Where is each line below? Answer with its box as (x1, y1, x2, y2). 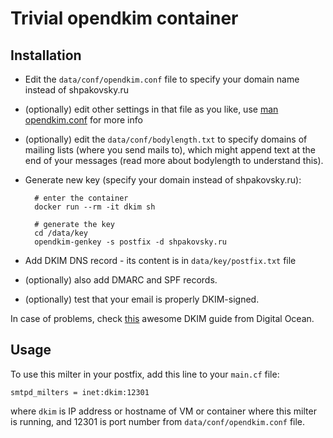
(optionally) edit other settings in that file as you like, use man (24, 103, 279, 115)
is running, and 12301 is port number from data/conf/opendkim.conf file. (10, 415, 306, 427)
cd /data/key (34, 228, 89, 238)
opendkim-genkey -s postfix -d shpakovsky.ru (34, 237, 227, 247)
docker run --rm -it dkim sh (34, 202, 156, 212)
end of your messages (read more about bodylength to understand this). (24, 155, 324, 166)
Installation (10, 47, 82, 64)
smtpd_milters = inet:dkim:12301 (10, 387, 150, 397)
